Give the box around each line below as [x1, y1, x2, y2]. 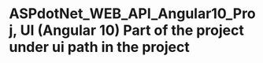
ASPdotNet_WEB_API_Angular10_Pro [9, 5, 256, 23]
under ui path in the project [9, 39, 190, 56]
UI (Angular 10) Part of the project [20, 21, 245, 39]
